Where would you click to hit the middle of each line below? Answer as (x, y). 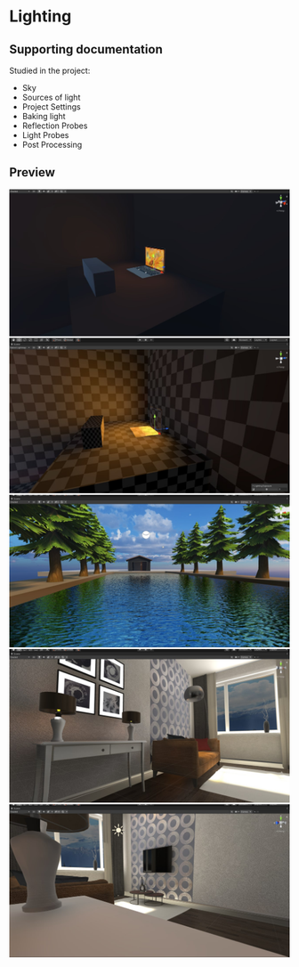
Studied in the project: (50, 70)
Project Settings (52, 107)
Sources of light (51, 97)
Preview (32, 172)
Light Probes (45, 135)
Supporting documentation (86, 49)
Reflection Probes (55, 126)
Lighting (40, 16)
